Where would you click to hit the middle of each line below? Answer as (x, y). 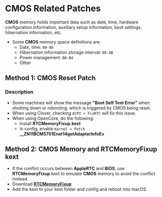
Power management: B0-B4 (46, 57)
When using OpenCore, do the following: (53, 118)
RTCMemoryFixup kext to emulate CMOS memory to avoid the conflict (84, 174)
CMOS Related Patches (53, 9)
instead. (20, 179)
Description (19, 92)
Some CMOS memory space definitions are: (56, 42)
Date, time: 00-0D (36, 47)
